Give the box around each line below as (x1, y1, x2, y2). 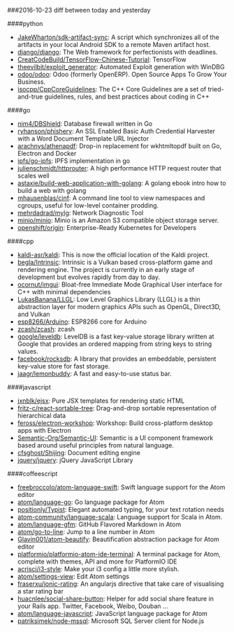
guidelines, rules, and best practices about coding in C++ (44, 92, 210, 101)
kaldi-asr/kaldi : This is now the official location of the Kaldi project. (17, 251, 210, 259)
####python (7, 20, 43, 27)
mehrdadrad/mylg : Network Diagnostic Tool (17, 209, 144, 217)
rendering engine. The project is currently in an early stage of (17, 266, 195, 273)
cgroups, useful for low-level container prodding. (17, 201, 159, 209)
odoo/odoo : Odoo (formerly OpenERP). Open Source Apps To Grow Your (17, 70, 227, 78)
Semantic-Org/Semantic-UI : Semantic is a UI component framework (17, 433, 214, 442)
